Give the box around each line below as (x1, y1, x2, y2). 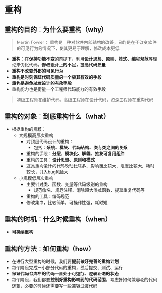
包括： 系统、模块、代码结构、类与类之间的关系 (33, 145, 128, 150)
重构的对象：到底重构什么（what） (4, 112, 110, 121)
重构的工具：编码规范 (26, 193, 69, 199)
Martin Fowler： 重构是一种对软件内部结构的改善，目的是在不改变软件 (16, 40, 157, 45)
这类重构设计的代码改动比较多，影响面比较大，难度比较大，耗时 (26, 163, 155, 168)
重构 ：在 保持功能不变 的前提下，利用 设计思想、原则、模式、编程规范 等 (11, 56, 153, 62)
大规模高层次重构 (19, 132, 54, 138)
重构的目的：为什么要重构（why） (4, 25, 108, 34)
